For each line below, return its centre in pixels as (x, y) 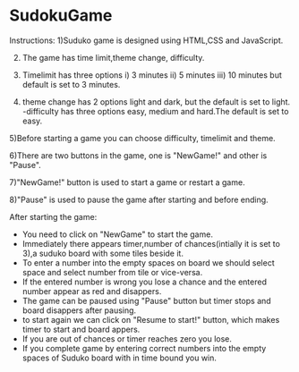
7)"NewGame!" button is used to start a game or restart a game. (127, 182)
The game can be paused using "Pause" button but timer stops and (146, 300)
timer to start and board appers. (81, 329)
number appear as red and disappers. (92, 291)
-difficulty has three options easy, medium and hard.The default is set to (155, 111)
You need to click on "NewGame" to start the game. (117, 234)
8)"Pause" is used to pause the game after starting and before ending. (139, 199)
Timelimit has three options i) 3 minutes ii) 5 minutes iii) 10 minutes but (152, 75)
